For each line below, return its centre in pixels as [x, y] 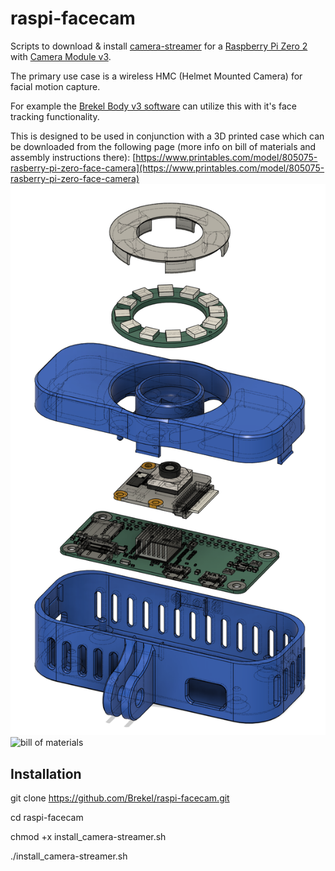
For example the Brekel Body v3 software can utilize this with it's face [153, 106]
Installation [46, 773]
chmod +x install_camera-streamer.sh [88, 836]
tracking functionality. [55, 116]
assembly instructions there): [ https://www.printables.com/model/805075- [164, 157]
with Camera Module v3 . [61, 56]
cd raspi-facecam [47, 817]
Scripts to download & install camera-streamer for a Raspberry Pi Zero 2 [159, 46]
